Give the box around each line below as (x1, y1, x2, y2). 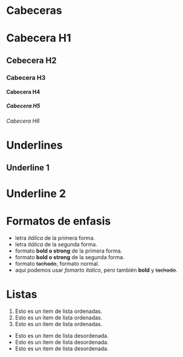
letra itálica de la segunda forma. (14, 240, 98, 248)
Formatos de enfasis (6, 214, 111, 228)
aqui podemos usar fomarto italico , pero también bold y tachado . (14, 266, 178, 274)
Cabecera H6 (6, 117, 40, 124)
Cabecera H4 (6, 88, 40, 95)
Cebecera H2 (6, 55, 57, 65)
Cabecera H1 (6, 31, 71, 45)
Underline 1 (6, 162, 50, 173)
